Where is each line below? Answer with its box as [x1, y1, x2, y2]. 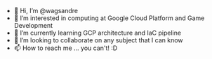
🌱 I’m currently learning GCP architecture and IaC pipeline [13, 28, 181, 37]
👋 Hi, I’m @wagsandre [13, 7, 79, 15]
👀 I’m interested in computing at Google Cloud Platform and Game [13, 14, 205, 22]
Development [13, 22, 53, 29]
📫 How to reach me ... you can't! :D [13, 44, 118, 52]
